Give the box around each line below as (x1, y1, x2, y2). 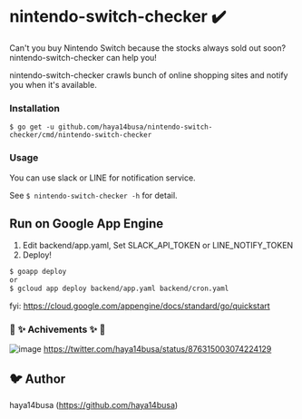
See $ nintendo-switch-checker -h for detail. (9, 190, 179, 200)
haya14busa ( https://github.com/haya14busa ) (9, 400, 179, 411)
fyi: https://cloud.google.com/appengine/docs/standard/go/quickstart (9, 300, 270, 311)
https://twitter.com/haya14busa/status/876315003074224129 (44, 344, 272, 355)
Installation (9, 102, 61, 114)
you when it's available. (9, 79, 97, 90)
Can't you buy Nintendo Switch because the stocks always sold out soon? (9, 42, 287, 54)
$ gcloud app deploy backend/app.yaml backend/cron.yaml (9, 284, 229, 294)
